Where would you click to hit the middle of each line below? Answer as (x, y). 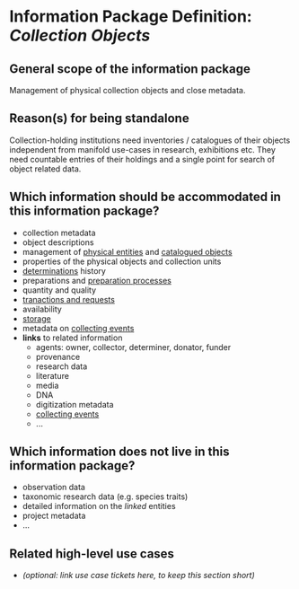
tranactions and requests (68, 299)
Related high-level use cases (92, 554)
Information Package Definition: (131, 17)
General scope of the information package (130, 69)
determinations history (64, 270)
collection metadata (59, 233)
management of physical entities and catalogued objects (127, 251)
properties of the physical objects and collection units (122, 261)
